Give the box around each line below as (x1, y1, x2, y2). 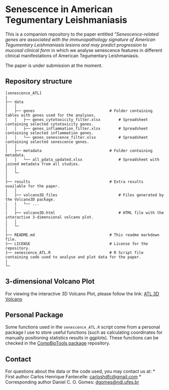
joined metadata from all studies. (5, 161, 80, 167)
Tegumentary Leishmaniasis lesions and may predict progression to (5, 42, 147, 48)
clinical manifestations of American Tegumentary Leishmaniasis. (5, 52, 140, 59)
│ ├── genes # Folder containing (5, 108, 153, 113)
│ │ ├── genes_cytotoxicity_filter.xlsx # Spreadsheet (5, 117, 148, 122)
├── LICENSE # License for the (5, 241, 148, 246)
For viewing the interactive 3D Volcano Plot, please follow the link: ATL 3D (5, 290, 159, 297)
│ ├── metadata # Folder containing (5, 148, 153, 153)
